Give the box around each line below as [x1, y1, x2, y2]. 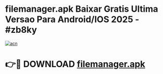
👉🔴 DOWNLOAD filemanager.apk [5, 59, 146, 70]
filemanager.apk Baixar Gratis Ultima [5, 3, 159, 15]
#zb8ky [5, 25, 37, 35]
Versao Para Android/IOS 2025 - [5, 14, 139, 25]
